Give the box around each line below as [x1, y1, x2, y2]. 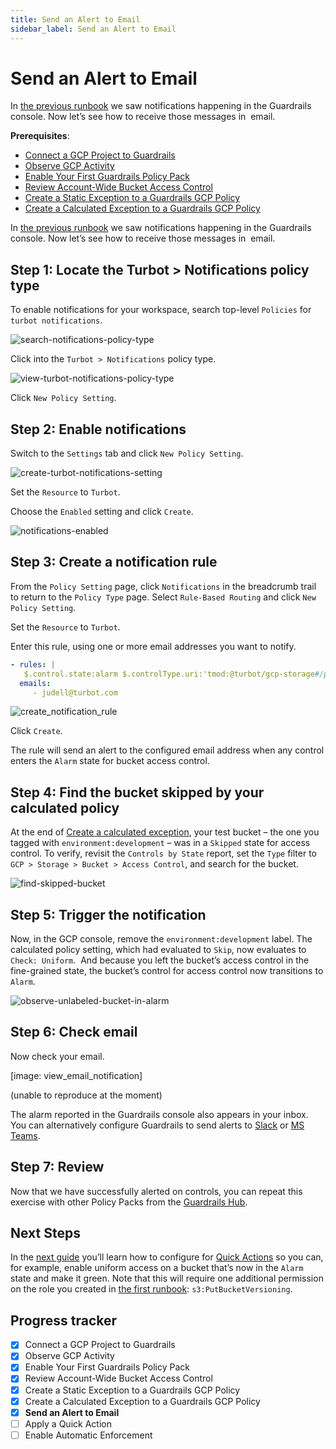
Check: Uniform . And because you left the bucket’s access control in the [10, 954, 310, 966]
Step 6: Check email [10, 1024, 138, 1041]
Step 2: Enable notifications [10, 421, 187, 438]
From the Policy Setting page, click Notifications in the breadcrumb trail [10, 580, 317, 592]
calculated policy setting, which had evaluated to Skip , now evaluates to [10, 944, 307, 955]
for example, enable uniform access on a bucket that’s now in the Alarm [10, 1262, 304, 1274]
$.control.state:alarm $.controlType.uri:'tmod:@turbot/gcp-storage [23, 669, 315, 679]
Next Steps [10, 1225, 81, 1242]
